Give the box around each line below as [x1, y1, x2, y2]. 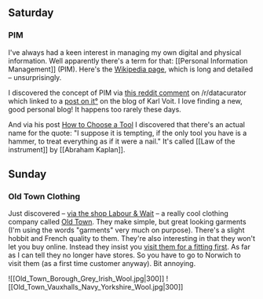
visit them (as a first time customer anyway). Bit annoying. [8, 259, 196, 268]
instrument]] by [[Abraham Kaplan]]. [8, 144, 126, 154]
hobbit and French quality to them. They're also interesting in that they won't [8, 234, 256, 243]
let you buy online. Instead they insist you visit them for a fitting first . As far [8, 242, 251, 252]
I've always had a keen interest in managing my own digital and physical [8, 47, 242, 57]
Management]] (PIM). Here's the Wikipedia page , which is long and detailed [8, 64, 254, 74]
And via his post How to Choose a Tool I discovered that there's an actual [8, 119, 246, 129]
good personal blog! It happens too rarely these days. [8, 104, 182, 114]
